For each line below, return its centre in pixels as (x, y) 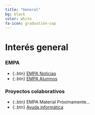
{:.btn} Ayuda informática (38, 107)
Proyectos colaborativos (35, 91)
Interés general (37, 47)
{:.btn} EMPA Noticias (34, 73)
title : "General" (23, 10)
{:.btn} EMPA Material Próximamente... (51, 102)
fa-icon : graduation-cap (31, 23)
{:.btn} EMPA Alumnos (35, 78)
